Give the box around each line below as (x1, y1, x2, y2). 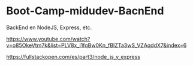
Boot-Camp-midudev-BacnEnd (6, 4, 164, 18)
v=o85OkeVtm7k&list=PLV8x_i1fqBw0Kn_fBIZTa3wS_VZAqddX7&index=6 (6, 42, 187, 49)
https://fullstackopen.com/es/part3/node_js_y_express (6, 53, 141, 60)
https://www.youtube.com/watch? (6, 35, 91, 42)
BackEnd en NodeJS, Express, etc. (6, 24, 92, 31)
